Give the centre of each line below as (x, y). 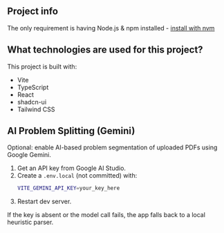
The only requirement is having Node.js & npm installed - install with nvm (111, 28)
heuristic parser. (30, 222)
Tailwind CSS (36, 109)
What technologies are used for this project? (105, 50)
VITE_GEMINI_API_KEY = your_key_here (68, 188)
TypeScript (33, 87)
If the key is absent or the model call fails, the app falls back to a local (106, 215)
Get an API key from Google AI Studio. (72, 168)
